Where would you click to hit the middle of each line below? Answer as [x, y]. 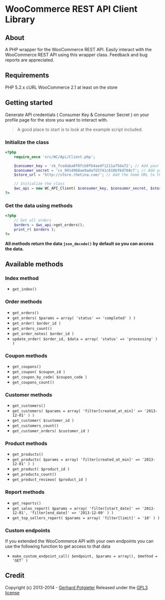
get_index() [24, 289]
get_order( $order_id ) [37, 323]
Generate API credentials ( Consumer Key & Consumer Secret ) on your [77, 115]
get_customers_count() [35, 426]
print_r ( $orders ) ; [35, 229]
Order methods [24, 302]
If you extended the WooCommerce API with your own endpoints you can [79, 541]
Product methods [26, 443]
